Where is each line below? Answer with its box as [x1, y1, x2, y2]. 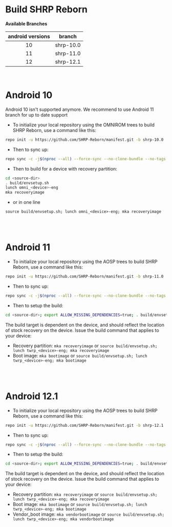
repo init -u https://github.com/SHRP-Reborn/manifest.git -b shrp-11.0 [5, 274, 164, 279]
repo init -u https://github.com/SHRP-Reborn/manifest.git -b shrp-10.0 [5, 137, 164, 142]
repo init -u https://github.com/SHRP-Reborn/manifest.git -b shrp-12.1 [5, 423, 164, 428]
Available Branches [5, 21, 48, 27]
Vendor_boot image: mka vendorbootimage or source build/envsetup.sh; [12, 511, 165, 517]
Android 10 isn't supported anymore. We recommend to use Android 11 [5, 106, 154, 112]
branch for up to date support [5, 111, 68, 118]
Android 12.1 [5, 390, 58, 402]
